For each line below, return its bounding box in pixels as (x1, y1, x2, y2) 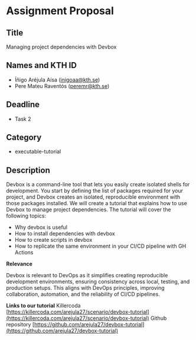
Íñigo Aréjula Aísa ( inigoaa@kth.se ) (14, 76, 100, 83)
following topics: (6, 212, 46, 219)
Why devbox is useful (14, 224, 68, 231)
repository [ (6, 321, 35, 328)
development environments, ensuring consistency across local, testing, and (6, 278, 190, 285)
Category (6, 132, 42, 143)
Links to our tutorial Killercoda (6, 302, 81, 309)
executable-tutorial (14, 148, 61, 155)
